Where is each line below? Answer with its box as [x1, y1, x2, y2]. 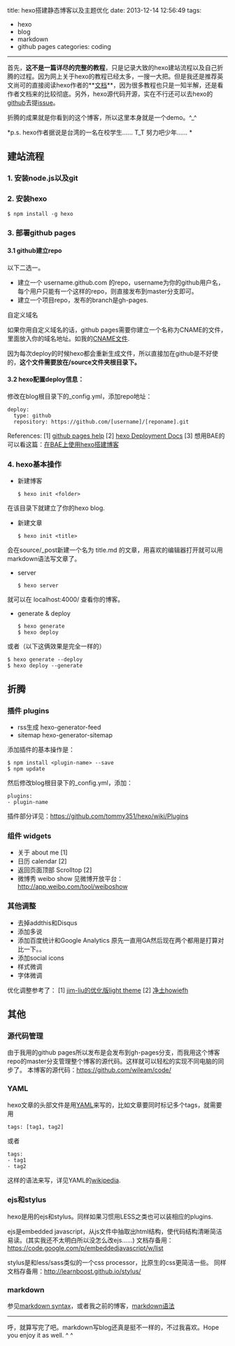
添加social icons [17, 953, 64, 962]
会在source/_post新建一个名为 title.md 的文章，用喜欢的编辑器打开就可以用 [7, 546, 223, 555]
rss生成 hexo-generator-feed [17, 723, 101, 731]
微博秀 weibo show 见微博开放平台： [17, 875, 124, 883]
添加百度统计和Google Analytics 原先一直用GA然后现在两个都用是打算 [17, 936, 218, 944]
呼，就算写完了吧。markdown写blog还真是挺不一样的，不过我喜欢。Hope [7, 1323, 219, 1332]
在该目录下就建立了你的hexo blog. [7, 504, 105, 513]
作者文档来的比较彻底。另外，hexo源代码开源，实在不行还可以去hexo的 [7, 90, 213, 98]
